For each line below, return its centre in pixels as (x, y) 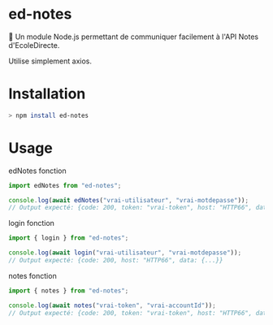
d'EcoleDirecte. (34, 45)
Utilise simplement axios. (50, 61)
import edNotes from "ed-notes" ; (65, 185)
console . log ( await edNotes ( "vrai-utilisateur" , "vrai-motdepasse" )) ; (129, 200)
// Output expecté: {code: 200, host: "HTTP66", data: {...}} (116, 261)
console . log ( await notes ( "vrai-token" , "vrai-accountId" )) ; (113, 305)
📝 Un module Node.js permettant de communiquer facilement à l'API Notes (133, 37)
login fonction (32, 223)
